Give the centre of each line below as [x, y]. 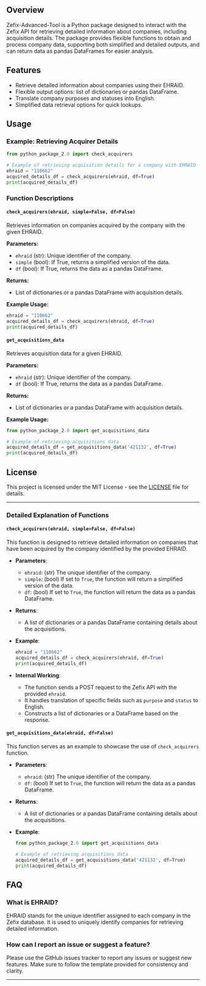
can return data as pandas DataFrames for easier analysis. [80, 51]
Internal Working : [38, 675]
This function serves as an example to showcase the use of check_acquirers [103, 746]
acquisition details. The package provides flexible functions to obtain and [99, 38]
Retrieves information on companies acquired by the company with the [96, 225]
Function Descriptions [40, 198]
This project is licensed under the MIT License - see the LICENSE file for [97, 487]
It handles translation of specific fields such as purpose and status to [111, 700]
